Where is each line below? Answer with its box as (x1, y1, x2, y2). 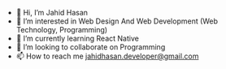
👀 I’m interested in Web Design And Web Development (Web (15, 16, 218, 26)
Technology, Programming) (15, 25, 108, 34)
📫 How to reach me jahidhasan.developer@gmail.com (15, 51, 199, 61)
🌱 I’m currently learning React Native (15, 33, 140, 43)
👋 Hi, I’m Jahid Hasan (15, 8, 88, 17)
